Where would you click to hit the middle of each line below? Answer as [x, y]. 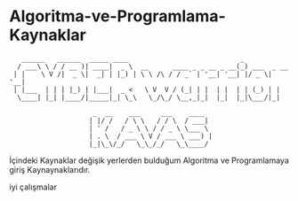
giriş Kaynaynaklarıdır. [50, 169]
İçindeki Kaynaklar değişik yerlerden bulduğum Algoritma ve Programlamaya [149, 160]
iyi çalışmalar [33, 187]
